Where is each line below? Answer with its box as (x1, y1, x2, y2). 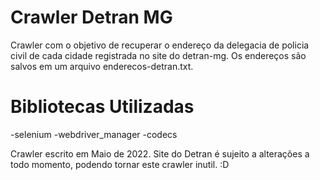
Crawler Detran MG (10, 6, 173, 29)
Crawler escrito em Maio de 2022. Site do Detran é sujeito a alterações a (10, 147, 310, 160)
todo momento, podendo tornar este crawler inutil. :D (10, 158, 230, 170)
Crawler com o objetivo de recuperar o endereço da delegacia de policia (10, 39, 310, 51)
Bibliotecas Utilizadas (10, 96, 195, 118)
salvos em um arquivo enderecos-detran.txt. (10, 60, 194, 72)
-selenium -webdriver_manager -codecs (10, 128, 178, 140)
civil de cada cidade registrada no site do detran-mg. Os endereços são (10, 49, 307, 61)
